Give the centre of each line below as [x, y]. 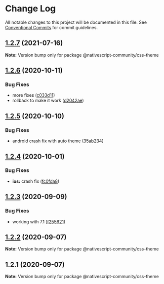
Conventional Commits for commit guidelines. [51, 27]
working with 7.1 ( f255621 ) [39, 222]
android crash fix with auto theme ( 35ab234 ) [58, 141]
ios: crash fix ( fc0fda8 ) [36, 181]
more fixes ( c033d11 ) [34, 95]
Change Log [30, 9]
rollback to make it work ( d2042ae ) [48, 101]
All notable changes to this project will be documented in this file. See [76, 22]
